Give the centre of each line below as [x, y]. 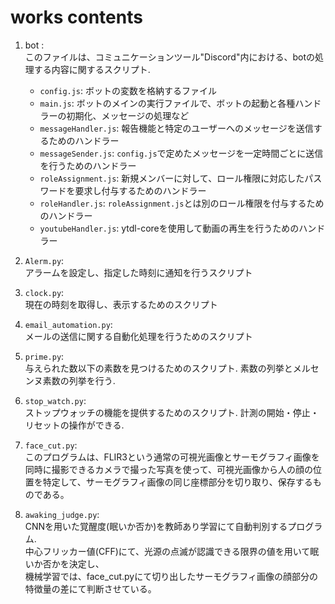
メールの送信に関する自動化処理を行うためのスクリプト [138, 336]
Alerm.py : [44, 260]
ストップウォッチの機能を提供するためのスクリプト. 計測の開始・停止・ [172, 412]
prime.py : [44, 356]
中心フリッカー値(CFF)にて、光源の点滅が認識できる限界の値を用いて [167, 551]
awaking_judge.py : [62, 514]
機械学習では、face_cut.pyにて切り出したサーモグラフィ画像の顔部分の [171, 576]
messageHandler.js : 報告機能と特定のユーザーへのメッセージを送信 [176, 128]
